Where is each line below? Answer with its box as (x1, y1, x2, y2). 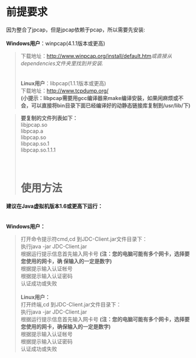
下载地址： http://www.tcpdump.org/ (20, 87, 109, 94)
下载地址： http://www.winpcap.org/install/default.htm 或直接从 (20, 52, 172, 59)
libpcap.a (20, 127, 44, 134)
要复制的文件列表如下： (20, 114, 78, 121)
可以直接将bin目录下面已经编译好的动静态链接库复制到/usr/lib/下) (31, 102, 191, 109)
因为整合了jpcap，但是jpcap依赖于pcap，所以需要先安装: (6, 26, 146, 33)
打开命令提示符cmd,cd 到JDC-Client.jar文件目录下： (20, 236, 148, 243)
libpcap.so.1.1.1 (20, 146, 56, 153)
